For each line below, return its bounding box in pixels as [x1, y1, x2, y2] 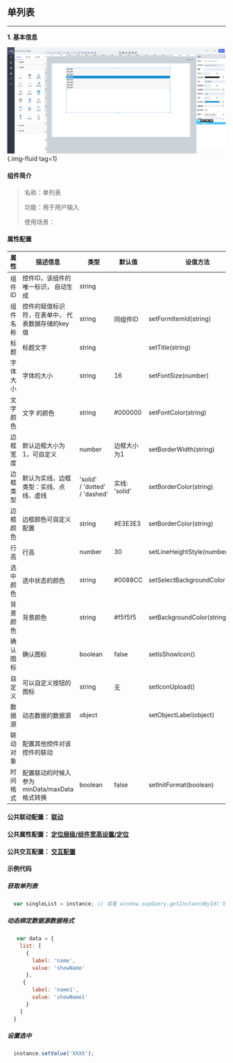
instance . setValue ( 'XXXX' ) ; [13, 1051, 95, 1057]
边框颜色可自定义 [22, 515, 71, 524]
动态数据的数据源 [22, 711, 71, 719]
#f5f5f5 [114, 613, 137, 621]
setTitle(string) [148, 343, 191, 351]
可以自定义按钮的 [22, 678, 71, 687]
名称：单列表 [24, 188, 61, 196]
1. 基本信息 [7, 33, 38, 41]
